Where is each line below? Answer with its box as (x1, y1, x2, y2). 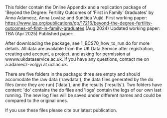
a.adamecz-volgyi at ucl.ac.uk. (5, 62, 68, 67)
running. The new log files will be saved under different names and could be (5, 92, 162, 98)
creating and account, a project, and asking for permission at (5, 51, 131, 57)
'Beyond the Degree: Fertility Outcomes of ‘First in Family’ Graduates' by (5, 9, 154, 15)
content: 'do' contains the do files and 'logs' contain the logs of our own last (5, 87, 162, 93)
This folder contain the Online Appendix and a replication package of (5, 4, 147, 10)
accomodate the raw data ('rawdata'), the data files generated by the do (5, 77, 154, 82)
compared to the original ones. (5, 98, 68, 104)
